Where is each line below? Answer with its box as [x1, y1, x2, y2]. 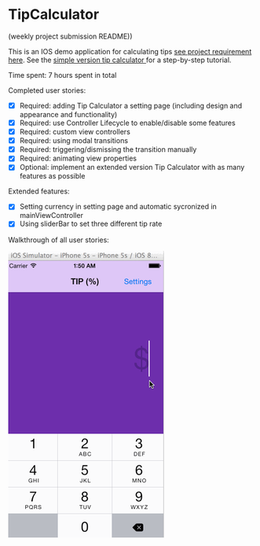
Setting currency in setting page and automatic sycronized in [19, 202, 218, 212]
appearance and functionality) [19, 110, 118, 119]
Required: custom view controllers [19, 127, 131, 137]
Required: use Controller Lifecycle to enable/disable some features [19, 118, 236, 127]
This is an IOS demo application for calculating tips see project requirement [8, 46, 252, 56]
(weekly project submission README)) [8, 31, 133, 41]
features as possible [19, 172, 86, 181]
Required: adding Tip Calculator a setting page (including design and [19, 101, 243, 110]
